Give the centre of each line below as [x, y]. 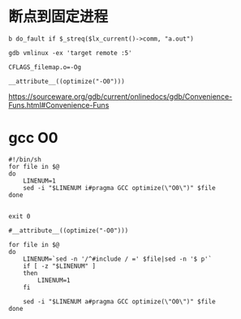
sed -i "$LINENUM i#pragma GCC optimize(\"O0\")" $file [120, 188]
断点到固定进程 [58, 17]
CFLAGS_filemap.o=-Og [45, 67]
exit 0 [19, 216]
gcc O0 [33, 138]
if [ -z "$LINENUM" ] [59, 266]
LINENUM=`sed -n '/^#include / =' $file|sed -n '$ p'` [118, 259]
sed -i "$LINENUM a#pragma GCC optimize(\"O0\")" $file [120, 301]
